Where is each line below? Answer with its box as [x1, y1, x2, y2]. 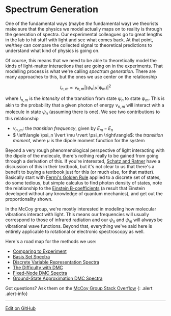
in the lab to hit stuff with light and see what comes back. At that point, [5, 37, 154, 43]
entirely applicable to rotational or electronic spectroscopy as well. [5, 228, 145, 235]
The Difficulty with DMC [12, 265, 64, 271]
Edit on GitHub [5, 305, 36, 311]
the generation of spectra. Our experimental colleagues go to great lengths [5, 31, 163, 37]
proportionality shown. [5, 196, 52, 202]
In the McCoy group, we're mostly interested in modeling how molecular [5, 205, 157, 212]
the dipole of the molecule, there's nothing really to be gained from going [5, 152, 159, 159]
